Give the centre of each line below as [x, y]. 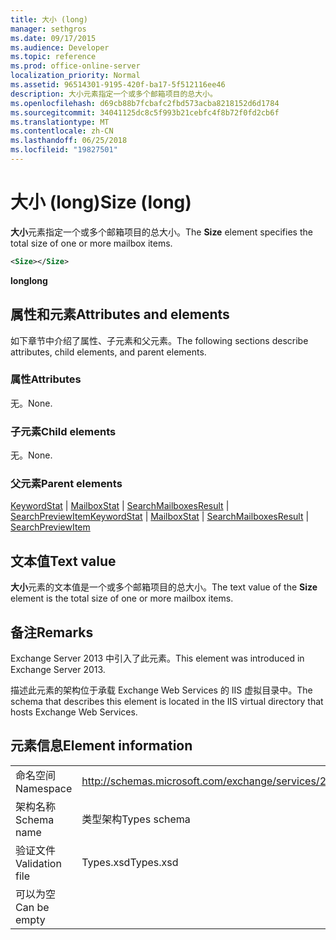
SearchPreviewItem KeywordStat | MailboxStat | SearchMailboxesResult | [160, 517]
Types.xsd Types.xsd [130, 862]
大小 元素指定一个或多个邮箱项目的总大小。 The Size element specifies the [161, 232]
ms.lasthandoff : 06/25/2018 [69, 141]
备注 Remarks [52, 632]
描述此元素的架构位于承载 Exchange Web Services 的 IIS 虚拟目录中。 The [161, 690]
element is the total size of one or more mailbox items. [122, 598]
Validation [38, 863]
